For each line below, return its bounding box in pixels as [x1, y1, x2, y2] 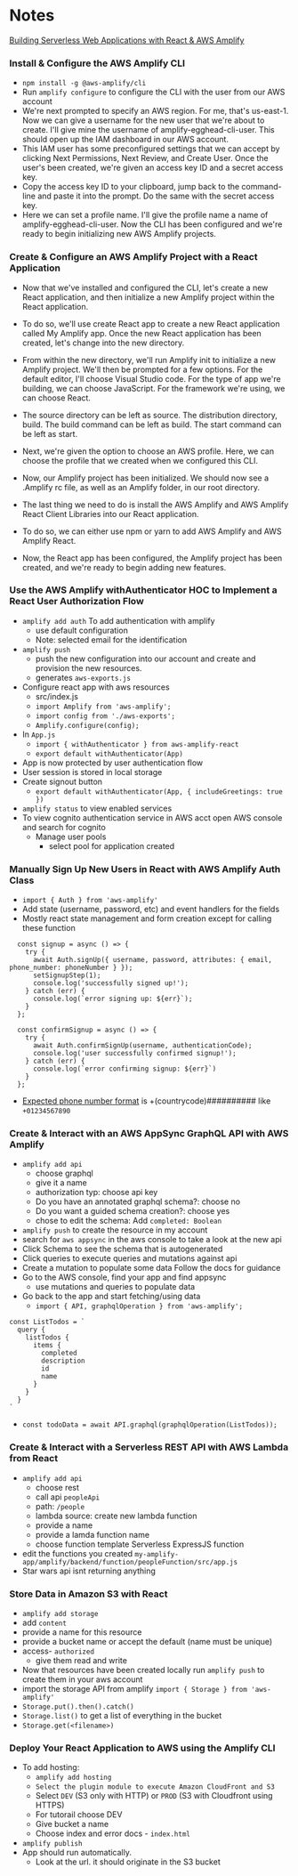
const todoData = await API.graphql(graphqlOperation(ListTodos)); [21, 1420, 278, 1429]
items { [32, 1341, 62, 1350]
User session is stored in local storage [21, 766, 163, 777]
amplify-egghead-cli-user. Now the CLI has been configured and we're [21, 219, 283, 230]
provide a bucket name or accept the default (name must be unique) [21, 1637, 273, 1647]
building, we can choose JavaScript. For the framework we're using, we [21, 383, 286, 393]
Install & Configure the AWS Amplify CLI [9, 57, 185, 69]
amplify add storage [21, 1610, 99, 1619]
